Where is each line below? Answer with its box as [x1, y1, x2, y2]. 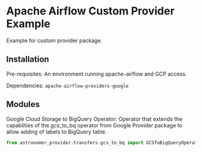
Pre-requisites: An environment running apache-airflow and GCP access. [6, 70, 188, 78]
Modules [6, 99, 40, 109]
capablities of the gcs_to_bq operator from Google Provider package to [6, 121, 183, 129]
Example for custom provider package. [6, 37, 103, 44]
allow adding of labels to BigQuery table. [6, 128, 107, 135]
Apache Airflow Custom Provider [6, 4, 175, 18]
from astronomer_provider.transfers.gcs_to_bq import [6, 139, 144, 145]
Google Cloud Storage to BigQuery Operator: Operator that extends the [6, 115, 183, 123]
